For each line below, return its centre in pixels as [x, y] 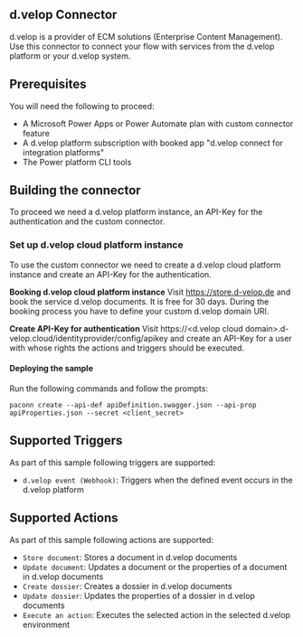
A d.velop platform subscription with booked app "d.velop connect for [152, 143]
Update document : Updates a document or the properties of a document [155, 567]
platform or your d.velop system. [70, 56]
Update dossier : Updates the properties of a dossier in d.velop [139, 595]
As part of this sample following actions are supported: [112, 539]
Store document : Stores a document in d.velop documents [130, 557]
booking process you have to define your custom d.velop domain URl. [139, 311]
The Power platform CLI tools [77, 162]
